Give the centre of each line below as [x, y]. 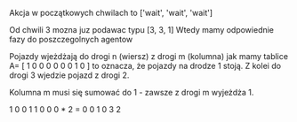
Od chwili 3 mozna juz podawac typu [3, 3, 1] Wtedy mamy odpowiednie [141, 30]
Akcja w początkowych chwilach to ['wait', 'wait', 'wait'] [111, 13]
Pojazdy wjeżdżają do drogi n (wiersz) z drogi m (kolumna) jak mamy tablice [149, 56]
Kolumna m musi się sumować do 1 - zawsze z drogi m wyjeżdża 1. [132, 92]
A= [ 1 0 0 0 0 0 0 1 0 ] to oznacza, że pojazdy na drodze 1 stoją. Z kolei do [145, 66]
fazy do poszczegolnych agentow [71, 39]
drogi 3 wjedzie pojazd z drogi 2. [69, 75]
